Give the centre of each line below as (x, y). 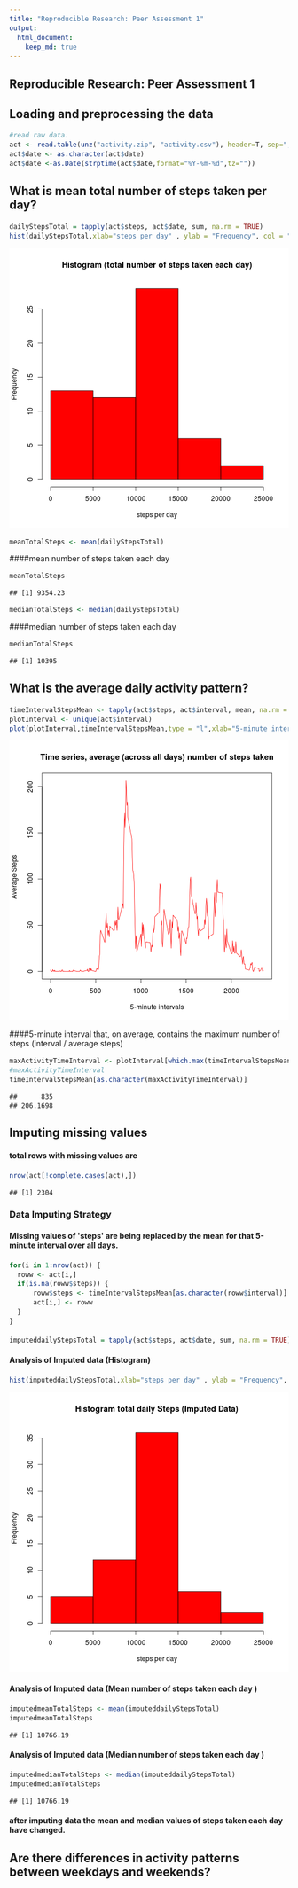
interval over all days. (78, 1245)
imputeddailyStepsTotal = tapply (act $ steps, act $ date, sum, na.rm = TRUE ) (150, 1340)
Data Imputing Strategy (60, 1215)
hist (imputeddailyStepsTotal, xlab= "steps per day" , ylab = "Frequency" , (149, 1380)
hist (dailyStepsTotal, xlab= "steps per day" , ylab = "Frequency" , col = (146, 236)
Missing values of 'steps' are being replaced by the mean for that (132, 1236)
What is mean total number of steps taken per (138, 191)
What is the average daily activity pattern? (129, 689)
